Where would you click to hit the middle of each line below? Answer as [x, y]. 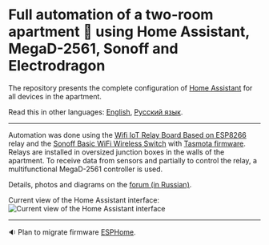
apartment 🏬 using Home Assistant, [129, 32]
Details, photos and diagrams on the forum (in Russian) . [100, 184]
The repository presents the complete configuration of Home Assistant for [130, 88]
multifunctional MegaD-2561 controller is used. [86, 169]
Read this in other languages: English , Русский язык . [96, 112]
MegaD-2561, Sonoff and [93, 49]
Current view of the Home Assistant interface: [84, 200]
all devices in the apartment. [55, 96]
